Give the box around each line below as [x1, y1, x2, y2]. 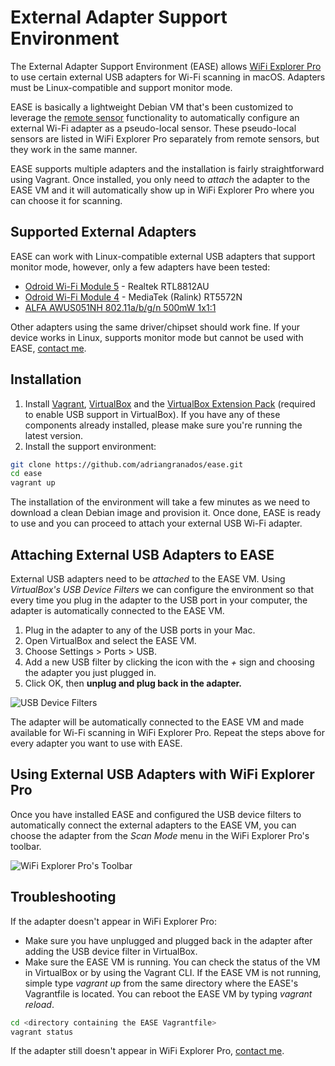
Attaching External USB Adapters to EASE [10, 546, 275, 563]
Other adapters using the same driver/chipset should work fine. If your [10, 321, 301, 333]
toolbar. [10, 840, 42, 852]
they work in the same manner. [10, 143, 138, 155]
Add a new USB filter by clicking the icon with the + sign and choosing [24, 656, 315, 668]
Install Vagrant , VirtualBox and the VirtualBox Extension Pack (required [24, 397, 316, 410]
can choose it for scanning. [10, 194, 123, 206]
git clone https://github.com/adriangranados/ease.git [10, 459, 244, 470]
